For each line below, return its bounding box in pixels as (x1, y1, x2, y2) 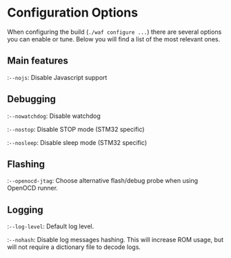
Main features (7, 55, 69, 67)
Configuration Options (7, 5, 139, 21)
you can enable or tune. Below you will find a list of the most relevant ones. (7, 34, 221, 43)
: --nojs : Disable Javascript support (7, 73, 108, 81)
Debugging (7, 93, 57, 105)
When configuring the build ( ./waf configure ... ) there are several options (7, 28, 222, 36)
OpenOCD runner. (7, 184, 59, 192)
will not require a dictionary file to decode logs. (7, 243, 141, 251)
